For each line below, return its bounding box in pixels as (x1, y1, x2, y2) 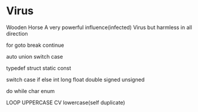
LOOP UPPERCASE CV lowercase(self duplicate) (6, 99, 125, 106)
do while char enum (6, 87, 55, 94)
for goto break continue (6, 41, 64, 49)
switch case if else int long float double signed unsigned (6, 76, 145, 83)
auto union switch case (6, 53, 63, 60)
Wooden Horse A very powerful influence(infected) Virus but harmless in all (6, 24, 193, 31)
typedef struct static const (6, 64, 72, 72)
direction (6, 30, 28, 37)
